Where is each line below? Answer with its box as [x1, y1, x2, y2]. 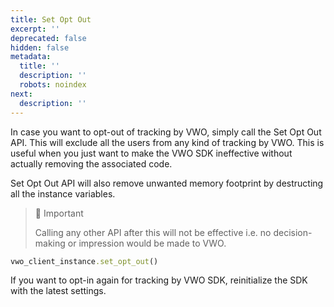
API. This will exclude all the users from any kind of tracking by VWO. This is [10, 136, 325, 148]
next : [10, 89, 33, 99]
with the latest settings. [10, 285, 107, 297]
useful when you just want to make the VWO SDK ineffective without [10, 147, 293, 159]
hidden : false [10, 42, 70, 53]
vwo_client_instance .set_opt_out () [10, 256, 159, 266]
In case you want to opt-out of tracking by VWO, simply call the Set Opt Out [10, 126, 322, 138]
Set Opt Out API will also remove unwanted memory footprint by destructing [10, 177, 324, 189]
